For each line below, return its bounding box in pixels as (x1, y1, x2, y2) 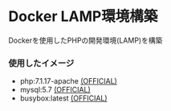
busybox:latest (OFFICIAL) (19, 93, 108, 103)
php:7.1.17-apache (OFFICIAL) (19, 76, 118, 86)
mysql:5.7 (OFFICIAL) (19, 85, 91, 95)
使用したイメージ (8, 57, 75, 68)
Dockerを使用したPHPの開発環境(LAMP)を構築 (8, 35, 163, 45)
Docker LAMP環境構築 (8, 7, 158, 26)
